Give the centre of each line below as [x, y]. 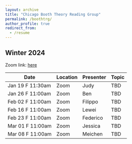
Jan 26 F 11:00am [29, 93]
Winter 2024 [25, 53]
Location [67, 77]
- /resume [20, 33]
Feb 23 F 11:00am [29, 118]
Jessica [92, 126]
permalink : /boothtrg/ [29, 19]
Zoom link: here [21, 65]
